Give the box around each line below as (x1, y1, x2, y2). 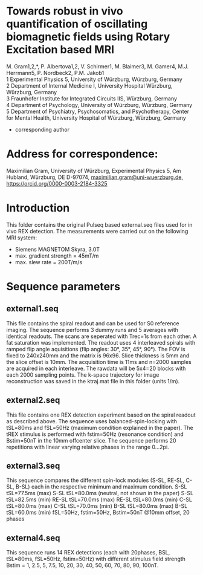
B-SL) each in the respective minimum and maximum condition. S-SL (15, 483, 187, 490)
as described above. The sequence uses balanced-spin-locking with (6, 417, 177, 424)
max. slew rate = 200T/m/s (14, 258, 83, 265)
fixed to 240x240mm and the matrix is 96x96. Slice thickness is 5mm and (6, 352, 190, 359)
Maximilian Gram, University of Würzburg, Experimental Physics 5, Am (6, 167, 181, 174)
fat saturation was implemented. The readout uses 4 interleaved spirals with (6, 339, 196, 346)
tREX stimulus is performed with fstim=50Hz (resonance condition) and (6, 430, 184, 438)
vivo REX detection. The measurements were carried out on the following (6, 227, 188, 235)
